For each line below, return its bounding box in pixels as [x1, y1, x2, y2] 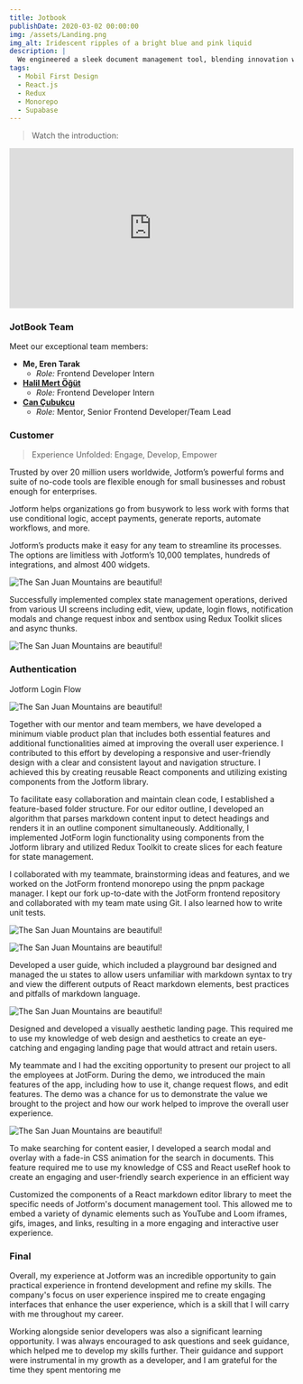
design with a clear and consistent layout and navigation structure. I [9, 757, 262, 768]
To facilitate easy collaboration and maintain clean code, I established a [9, 793, 275, 804]
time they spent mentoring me [9, 1364, 122, 1375]
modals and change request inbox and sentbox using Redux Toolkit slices [9, 614, 282, 624]
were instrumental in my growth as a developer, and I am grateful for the [9, 1354, 278, 1365]
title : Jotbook [9, 13, 67, 23]
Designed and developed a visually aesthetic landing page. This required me [9, 1023, 294, 1034]
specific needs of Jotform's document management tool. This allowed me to [9, 1198, 293, 1209]
